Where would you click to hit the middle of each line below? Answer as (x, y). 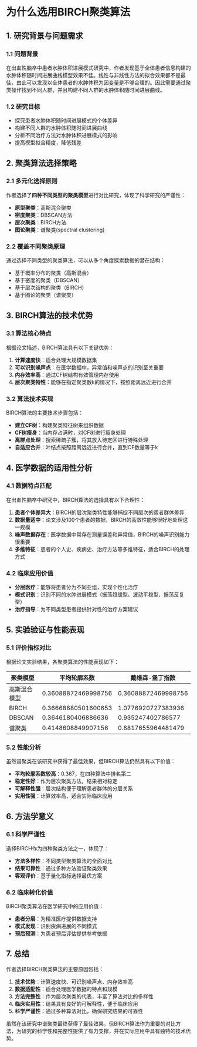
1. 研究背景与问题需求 (45, 36)
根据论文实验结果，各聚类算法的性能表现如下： (62, 662)
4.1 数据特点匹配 (29, 486)
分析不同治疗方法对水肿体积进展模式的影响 (66, 135)
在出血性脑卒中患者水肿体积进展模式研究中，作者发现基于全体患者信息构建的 (98, 68)
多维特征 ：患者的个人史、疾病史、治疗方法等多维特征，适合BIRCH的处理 (102, 549)
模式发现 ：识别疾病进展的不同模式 (56, 926)
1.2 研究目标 (23, 107)
